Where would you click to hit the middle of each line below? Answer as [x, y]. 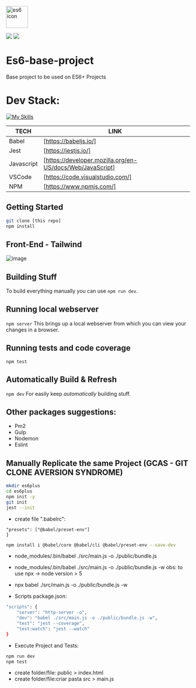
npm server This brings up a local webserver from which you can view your [96, 323]
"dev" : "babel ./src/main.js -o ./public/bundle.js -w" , [87, 618]
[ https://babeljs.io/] [70, 141]
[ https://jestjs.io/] [67, 150]
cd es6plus [19, 491]
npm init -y [20, 497]
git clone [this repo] [34, 221]
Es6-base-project [50, 61]
